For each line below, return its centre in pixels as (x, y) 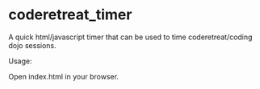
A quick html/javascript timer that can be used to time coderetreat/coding (130, 37)
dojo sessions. (32, 45)
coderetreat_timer (70, 15)
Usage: (20, 61)
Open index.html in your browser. (64, 76)
